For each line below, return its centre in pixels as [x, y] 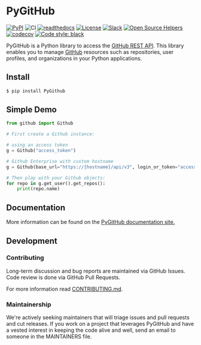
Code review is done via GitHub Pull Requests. [63, 277]
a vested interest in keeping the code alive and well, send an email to [91, 330]
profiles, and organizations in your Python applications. [74, 58]
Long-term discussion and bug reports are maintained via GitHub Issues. [96, 271]
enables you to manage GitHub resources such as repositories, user [90, 52]
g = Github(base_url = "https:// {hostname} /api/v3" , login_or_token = [92, 167]
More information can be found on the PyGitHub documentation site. [91, 222]
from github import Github [40, 123]
